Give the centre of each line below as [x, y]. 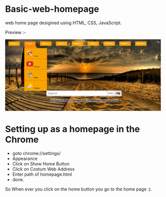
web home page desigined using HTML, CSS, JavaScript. [63, 23]
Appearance [25, 158]
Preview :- [16, 32]
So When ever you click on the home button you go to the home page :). [79, 189]
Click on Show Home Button [41, 163]
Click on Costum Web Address [43, 169]
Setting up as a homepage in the [72, 129]
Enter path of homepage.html [42, 174]
